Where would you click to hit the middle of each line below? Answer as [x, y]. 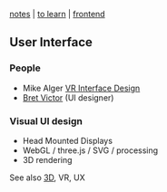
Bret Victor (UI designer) [68, 97]
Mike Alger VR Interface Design [81, 88]
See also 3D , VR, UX [47, 178]
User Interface [51, 42]
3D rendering [47, 159]
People [25, 68]
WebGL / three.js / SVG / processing [90, 150]
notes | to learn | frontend [58, 14]
